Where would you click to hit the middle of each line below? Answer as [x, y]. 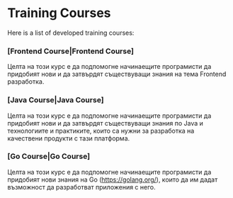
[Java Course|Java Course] [56, 100]
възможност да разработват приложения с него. [81, 187]
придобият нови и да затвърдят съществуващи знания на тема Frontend [117, 74]
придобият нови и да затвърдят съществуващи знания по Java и [106, 123]
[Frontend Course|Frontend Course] [71, 51]
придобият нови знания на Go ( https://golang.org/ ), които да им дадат [113, 180]
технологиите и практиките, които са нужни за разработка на [101, 131]
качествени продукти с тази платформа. [69, 138]
